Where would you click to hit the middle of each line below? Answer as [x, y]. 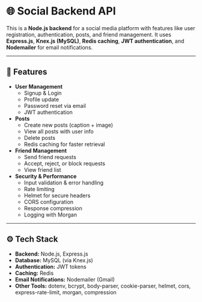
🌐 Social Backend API [61, 11]
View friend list [42, 169]
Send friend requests [50, 157]
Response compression [53, 208]
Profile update [41, 99]
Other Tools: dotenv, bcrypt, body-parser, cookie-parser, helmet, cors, [103, 286]
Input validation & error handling [64, 183]
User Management [39, 86]
